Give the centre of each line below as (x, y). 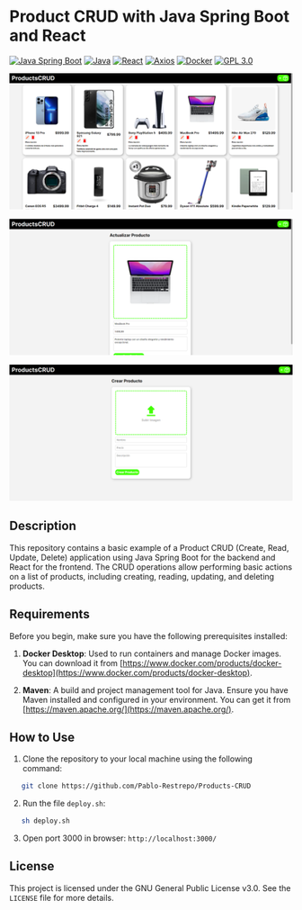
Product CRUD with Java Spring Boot (150, 17)
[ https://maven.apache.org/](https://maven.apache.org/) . (128, 709)
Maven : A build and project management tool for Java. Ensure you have (155, 689)
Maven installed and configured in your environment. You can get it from (156, 699)
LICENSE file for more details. (62, 897)
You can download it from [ (72, 662)
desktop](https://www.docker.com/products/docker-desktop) (136, 672)
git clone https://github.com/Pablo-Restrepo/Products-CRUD (136, 786)
